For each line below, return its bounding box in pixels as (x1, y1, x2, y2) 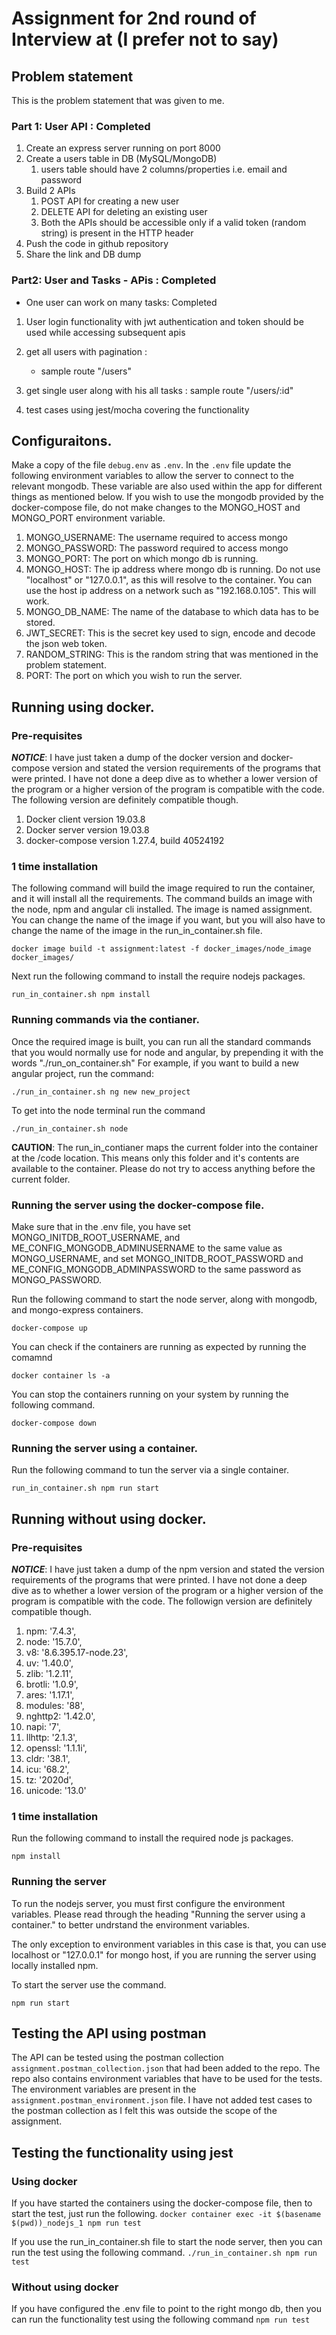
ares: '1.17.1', (25, 1688, 75, 1701)
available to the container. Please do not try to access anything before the (11, 1162, 316, 1174)
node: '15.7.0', (25, 1635, 83, 1647)
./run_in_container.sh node (11, 1123, 129, 1134)
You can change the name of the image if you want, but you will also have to (11, 914, 326, 926)
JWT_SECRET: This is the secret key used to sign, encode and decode (25, 627, 316, 639)
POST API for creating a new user (40, 195, 180, 207)
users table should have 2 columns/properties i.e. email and (40, 163, 288, 176)
